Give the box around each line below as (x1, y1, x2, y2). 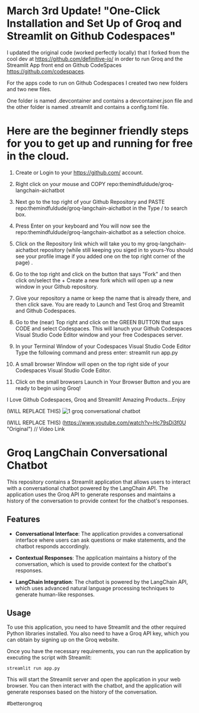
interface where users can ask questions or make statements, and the (15, 536, 186, 543)
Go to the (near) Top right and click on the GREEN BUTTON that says (15, 318, 184, 325)
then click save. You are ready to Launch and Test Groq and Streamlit (15, 300, 185, 308)
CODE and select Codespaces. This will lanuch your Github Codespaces (15, 325, 192, 332)
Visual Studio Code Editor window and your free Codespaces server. (15, 331, 183, 338)
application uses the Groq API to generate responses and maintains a (7, 491, 176, 498)
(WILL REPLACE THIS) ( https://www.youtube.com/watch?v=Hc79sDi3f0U (7, 419, 186, 426)
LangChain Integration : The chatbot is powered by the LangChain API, (15, 578, 188, 585)
